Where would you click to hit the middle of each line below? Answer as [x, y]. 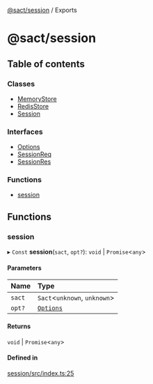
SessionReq [34, 154]
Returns [19, 326]
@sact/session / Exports [42, 10]
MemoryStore [37, 99]
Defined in [23, 358]
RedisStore [33, 106]
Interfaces [25, 132]
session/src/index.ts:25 [41, 373]
